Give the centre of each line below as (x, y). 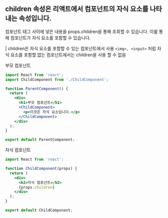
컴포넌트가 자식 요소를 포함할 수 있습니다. (51, 38)
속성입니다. (35, 18)
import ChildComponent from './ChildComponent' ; (57, 79)
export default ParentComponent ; (40, 140)
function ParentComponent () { (37, 89)
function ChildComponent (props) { (41, 169)
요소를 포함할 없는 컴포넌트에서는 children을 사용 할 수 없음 (68, 55)
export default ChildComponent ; (39, 210)
